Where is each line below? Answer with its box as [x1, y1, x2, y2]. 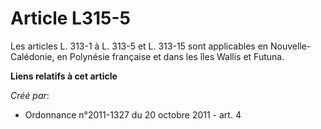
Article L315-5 [10, 7, 131, 30]
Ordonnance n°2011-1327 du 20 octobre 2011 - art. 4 [24, 108, 242, 121]
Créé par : [10, 89, 50, 101]
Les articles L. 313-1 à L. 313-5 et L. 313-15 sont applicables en [10, 40, 269, 52]
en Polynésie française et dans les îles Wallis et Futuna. [56, 50, 285, 62]
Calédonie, [10, 50, 55, 62]
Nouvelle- [270, 40, 312, 52]
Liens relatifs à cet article [10, 70, 118, 82]
